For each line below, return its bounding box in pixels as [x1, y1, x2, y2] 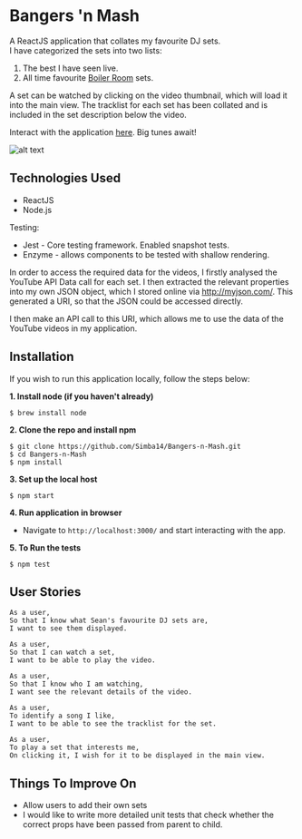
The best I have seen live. [22, 63, 119, 73]
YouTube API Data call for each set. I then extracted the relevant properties [9, 276, 289, 287]
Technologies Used [9, 171, 121, 186]
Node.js [22, 204, 53, 215]
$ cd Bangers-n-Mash [9, 450, 88, 459]
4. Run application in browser [9, 507, 122, 518]
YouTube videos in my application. [9, 323, 138, 334]
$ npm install [9, 457, 63, 467]
